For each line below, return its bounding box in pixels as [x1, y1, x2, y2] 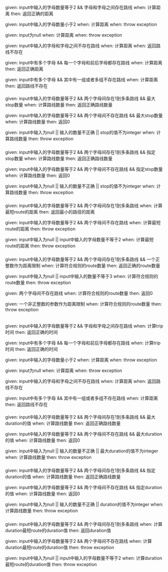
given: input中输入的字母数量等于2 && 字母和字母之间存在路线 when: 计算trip [5, 323, 163, 329]
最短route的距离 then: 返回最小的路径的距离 [5, 209, 95, 215]
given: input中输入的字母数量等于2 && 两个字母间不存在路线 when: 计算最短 [5, 220, 161, 226]
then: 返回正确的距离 [11, 11, 54, 17]
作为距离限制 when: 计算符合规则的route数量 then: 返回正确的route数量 [14, 263, 160, 269]
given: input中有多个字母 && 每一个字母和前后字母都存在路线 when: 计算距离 [5, 60, 163, 65]
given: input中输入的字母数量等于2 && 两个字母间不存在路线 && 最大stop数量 [5, 112, 163, 118]
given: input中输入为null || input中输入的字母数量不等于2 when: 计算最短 [5, 237, 154, 243]
